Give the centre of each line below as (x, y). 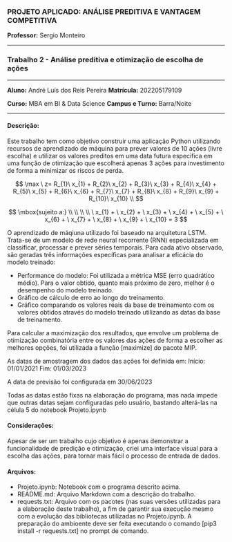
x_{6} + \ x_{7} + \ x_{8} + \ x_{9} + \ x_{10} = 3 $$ (116, 219)
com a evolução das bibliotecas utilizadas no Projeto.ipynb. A (104, 516)
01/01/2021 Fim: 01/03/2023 (47, 368)
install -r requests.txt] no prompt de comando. (83, 531)
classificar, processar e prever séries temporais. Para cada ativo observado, (116, 247)
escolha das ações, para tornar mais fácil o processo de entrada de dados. (114, 456)
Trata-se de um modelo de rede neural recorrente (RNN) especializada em (113, 240)
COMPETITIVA (32, 20)
